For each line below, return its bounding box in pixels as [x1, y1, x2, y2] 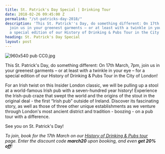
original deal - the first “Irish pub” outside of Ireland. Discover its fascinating [5, 98, 159, 104]
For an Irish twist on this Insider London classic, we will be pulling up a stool [5, 82, 159, 88]
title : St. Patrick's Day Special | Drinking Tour [5, 7, 111, 12]
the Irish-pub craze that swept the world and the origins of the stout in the [5, 92, 155, 98]
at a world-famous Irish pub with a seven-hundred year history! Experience [5, 87, 157, 93]
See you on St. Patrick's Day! [5, 123, 64, 129]
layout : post [5, 39, 32, 44]
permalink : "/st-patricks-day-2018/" [5, 16, 82, 21]
